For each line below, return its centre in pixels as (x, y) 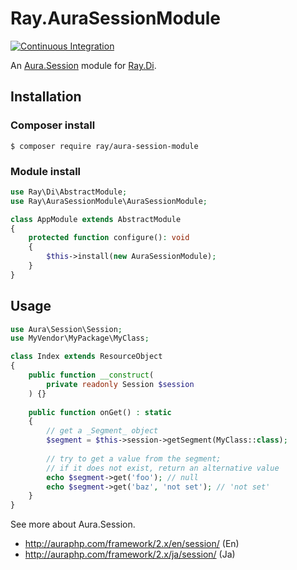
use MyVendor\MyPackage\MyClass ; (80, 338)
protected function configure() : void (109, 238)
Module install (46, 171)
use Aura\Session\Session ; (66, 329)
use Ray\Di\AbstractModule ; (69, 192)
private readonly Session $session (120, 384)
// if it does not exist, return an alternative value (163, 468)
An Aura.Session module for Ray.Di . (83, 65)
